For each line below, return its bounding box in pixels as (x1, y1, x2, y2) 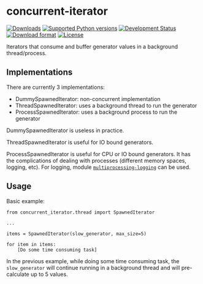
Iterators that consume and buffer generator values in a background (6, 43, 178, 50)
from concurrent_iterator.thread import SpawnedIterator (6, 209, 155, 215)
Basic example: (6, 197, 45, 204)
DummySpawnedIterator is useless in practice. (6, 127, 124, 134)
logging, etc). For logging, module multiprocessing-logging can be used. (6, 163, 191, 171)
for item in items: (6, 241, 56, 247)
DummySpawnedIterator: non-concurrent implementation (15, 95, 161, 102)
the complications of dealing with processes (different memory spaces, (6, 157, 187, 164)
